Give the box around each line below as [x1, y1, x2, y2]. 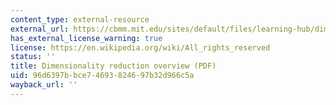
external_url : [10, 24, 70, 34]
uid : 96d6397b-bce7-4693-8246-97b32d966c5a [10, 71, 195, 81]
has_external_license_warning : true [10, 33, 163, 43]
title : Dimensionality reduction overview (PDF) [10, 61, 217, 71]
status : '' [10, 52, 56, 62]
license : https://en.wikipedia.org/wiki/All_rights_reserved [10, 42, 271, 53]
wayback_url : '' [10, 80, 78, 90]
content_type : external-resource [10, 14, 150, 25]
